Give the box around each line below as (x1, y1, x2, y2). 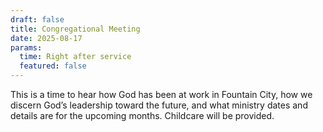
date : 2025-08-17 (10, 33, 83, 43)
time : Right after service (19, 52, 132, 62)
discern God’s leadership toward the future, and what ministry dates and (10, 99, 308, 111)
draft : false (10, 14, 65, 25)
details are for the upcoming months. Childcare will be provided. (10, 110, 275, 121)
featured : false (19, 61, 87, 71)
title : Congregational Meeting (10, 24, 141, 34)
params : (10, 42, 43, 53)
